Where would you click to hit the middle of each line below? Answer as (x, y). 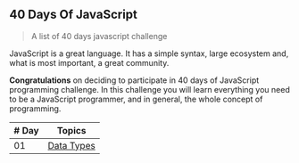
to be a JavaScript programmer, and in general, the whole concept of (136, 99)
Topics (71, 130)
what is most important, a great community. (89, 62)
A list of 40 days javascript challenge (99, 36)
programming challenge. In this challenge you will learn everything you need (149, 89)
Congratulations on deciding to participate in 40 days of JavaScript (134, 80)
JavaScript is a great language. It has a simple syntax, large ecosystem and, (149, 53)
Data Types (71, 145)
